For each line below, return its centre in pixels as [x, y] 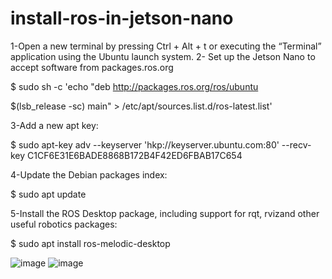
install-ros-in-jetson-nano [122, 18]
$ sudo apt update [48, 194]
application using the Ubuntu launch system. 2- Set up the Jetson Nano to [163, 56]
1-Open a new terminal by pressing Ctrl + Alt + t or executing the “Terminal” [166, 46]
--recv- [296, 144]
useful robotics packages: [64, 224]
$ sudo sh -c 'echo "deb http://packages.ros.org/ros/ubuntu [134, 86]
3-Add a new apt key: [54, 125]
